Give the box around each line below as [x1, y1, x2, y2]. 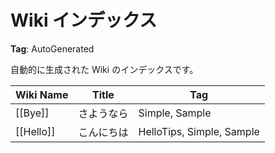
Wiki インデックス [10, 9, 158, 32]
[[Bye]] [15, 106, 50, 120]
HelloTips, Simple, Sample [138, 124, 260, 138]
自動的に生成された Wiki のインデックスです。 [10, 63, 199, 75]
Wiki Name [15, 87, 69, 101]
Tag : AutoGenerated [10, 42, 95, 55]
